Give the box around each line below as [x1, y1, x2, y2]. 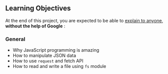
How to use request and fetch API [12, 58, 83, 64]
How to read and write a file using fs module [12, 63, 106, 69]
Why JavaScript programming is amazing [12, 47, 99, 53]
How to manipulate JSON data [12, 53, 76, 59]
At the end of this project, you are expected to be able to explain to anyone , [5, 17, 163, 23]
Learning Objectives [5, 4, 71, 13]
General [5, 35, 25, 43]
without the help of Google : [5, 23, 65, 29]
